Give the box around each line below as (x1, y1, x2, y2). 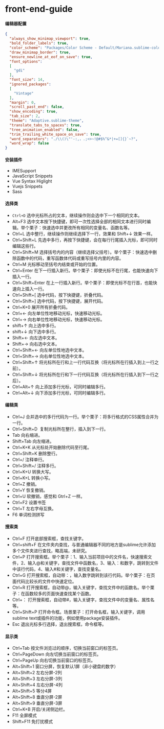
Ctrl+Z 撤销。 (12, 481, 40, 487)
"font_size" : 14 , (9, 77, 45, 82)
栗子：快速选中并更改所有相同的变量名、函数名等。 (29, 224, 132, 231)
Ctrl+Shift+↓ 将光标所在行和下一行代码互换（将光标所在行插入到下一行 (12, 371, 155, 377)
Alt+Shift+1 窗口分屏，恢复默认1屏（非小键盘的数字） (12, 663, 119, 669)
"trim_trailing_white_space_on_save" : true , (9, 132, 102, 137)
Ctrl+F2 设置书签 (12, 499, 46, 505)
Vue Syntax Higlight (12, 178, 52, 184)
